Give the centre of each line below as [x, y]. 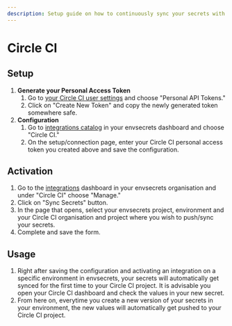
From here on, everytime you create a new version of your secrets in [115, 300]
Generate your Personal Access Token [74, 90]
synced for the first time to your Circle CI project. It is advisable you [114, 286]
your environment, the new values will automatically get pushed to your [119, 308]
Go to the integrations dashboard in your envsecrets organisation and [117, 188]
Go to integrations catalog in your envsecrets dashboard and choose [126, 127]
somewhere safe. [52, 113]
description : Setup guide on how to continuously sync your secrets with [116, 14]
